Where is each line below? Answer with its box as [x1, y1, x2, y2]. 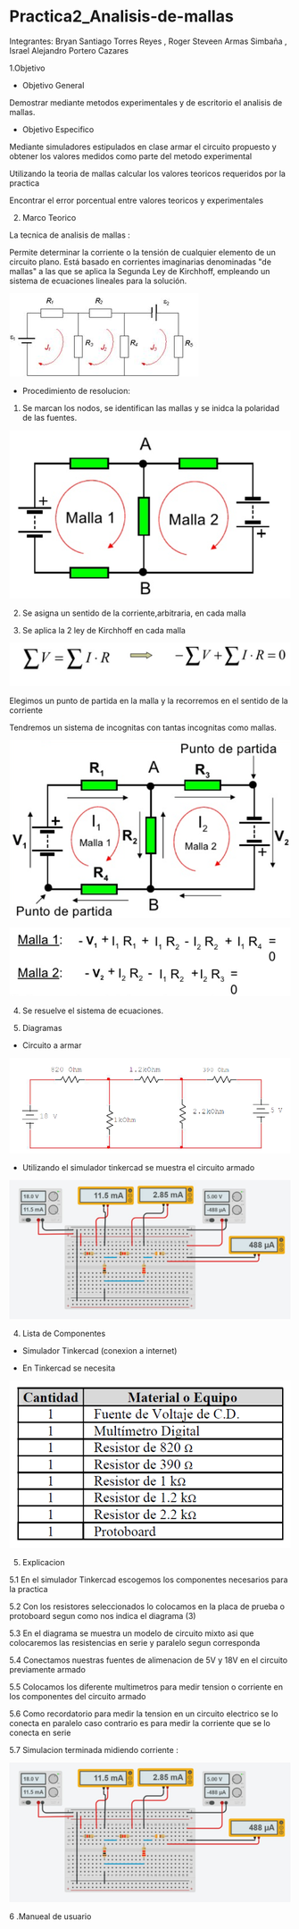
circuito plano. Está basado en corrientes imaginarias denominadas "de [9, 256, 272, 267]
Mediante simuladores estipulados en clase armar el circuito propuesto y [9, 141, 277, 152]
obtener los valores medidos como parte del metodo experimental [9, 150, 253, 162]
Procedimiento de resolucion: [21, 385, 131, 396]
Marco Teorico [21, 212, 77, 222]
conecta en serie [9, 1727, 71, 1738]
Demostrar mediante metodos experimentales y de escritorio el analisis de [9, 96, 283, 108]
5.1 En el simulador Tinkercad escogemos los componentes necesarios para [9, 1574, 288, 1585]
